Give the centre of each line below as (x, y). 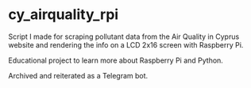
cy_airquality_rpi (64, 15)
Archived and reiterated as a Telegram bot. (78, 75)
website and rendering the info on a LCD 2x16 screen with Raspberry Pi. (126, 44)
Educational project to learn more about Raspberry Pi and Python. (116, 60)
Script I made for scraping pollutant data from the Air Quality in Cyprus (124, 36)
